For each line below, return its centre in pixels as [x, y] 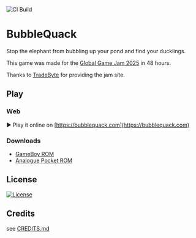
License [22, 180]
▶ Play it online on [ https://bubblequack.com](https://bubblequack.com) [98, 125]
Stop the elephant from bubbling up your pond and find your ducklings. [96, 51]
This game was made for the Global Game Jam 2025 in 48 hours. [89, 63]
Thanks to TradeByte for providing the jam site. [66, 75]
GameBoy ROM [34, 154]
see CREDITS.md [28, 228]
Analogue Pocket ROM [44, 160]
